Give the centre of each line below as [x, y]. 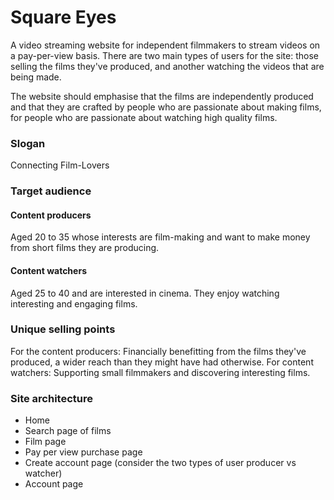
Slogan [28, 143]
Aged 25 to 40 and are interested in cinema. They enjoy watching [145, 293]
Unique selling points [63, 329]
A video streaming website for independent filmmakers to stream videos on [165, 45]
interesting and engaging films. [74, 303]
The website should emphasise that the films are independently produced [162, 96]
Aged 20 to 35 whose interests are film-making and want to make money [160, 237]
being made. [36, 77]
